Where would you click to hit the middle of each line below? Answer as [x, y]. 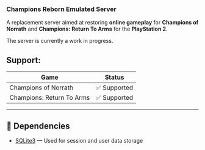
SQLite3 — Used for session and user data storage [79, 140]
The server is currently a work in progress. [60, 41]
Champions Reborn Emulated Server [62, 9]
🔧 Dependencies [38, 126]
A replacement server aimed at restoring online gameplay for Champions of [103, 23]
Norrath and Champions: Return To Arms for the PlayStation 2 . [87, 29]
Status [114, 77]
